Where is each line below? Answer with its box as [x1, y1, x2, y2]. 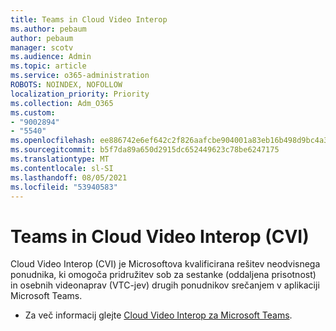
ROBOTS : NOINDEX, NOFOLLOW [10, 80, 123, 90]
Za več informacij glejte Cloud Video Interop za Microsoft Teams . [24, 309, 293, 321]
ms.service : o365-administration [10, 71, 150, 81]
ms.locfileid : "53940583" [10, 182, 118, 192]
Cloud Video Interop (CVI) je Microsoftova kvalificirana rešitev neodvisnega [10, 258, 321, 270]
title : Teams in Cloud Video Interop [10, 14, 168, 25]
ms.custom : [10, 107, 56, 118]
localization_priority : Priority [10, 89, 150, 99]
